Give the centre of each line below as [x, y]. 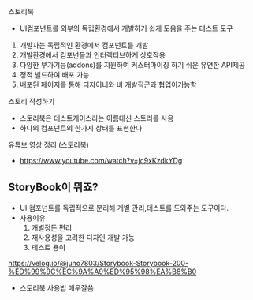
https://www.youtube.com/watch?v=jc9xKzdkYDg [101, 161]
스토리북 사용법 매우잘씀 [57, 287]
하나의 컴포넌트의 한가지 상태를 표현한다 [81, 128]
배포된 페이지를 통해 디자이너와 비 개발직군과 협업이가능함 [108, 84]
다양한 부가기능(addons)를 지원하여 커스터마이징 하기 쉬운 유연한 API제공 [132, 65]
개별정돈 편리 [52, 227]
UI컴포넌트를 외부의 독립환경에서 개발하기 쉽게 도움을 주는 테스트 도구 [126, 28]
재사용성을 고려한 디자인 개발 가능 [83, 237]
